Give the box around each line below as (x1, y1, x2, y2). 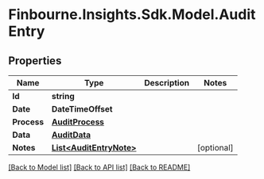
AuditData (51, 129, 91, 140)
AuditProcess (51, 116, 105, 128)
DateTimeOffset (51, 104, 113, 114)
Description (144, 78, 189, 88)
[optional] (196, 143, 234, 153)
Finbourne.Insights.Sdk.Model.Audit (8, 6, 256, 24)
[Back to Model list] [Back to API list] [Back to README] (8, 162, 191, 172)
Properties (8, 54, 62, 67)
